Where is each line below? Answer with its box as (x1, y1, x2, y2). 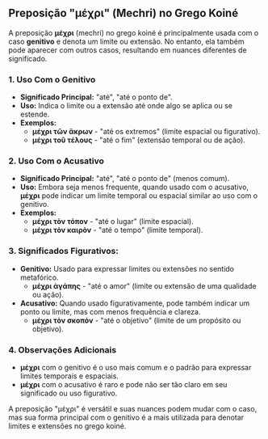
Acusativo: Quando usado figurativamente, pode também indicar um (19, 298, 250, 308)
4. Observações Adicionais (8, 344, 117, 355)
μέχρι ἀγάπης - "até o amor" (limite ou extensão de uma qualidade (31, 281, 257, 290)
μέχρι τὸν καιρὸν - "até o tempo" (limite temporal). (31, 226, 203, 235)
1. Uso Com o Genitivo (8, 74, 96, 85)
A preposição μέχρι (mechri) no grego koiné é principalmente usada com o (8, 27, 259, 37)
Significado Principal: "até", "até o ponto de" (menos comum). (19, 174, 230, 184)
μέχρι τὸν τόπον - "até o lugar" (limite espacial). (31, 217, 194, 226)
